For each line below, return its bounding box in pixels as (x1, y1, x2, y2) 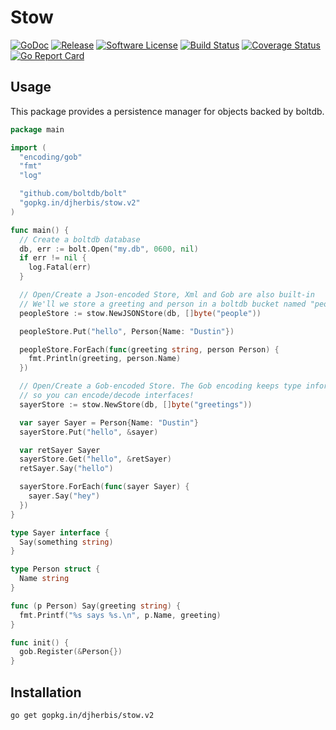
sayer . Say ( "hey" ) (28, 491, 101, 501)
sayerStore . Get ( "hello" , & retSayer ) (19, 454, 172, 465)
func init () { (10, 637, 70, 648)
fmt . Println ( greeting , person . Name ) (28, 354, 182, 364)
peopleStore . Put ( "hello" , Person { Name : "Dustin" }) (19, 326, 235, 336)
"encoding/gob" (19, 152, 83, 162)
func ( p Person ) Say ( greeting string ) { (10, 601, 182, 611)
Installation (10, 684, 82, 701)
